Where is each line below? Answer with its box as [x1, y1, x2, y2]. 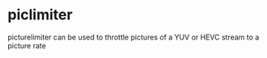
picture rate [7, 40, 46, 50]
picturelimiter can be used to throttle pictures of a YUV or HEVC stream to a [7, 32, 260, 42]
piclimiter [7, 6, 74, 24]
